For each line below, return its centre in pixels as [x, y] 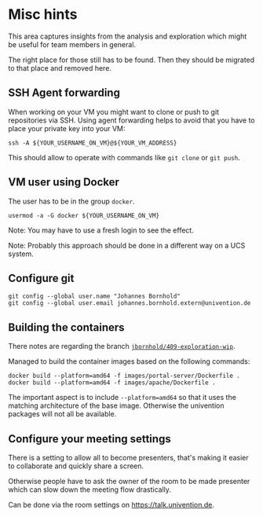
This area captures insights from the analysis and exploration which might [128, 36]
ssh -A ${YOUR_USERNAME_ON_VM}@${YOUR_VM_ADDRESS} [93, 143]
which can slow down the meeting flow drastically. [89, 489]
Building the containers [66, 327]
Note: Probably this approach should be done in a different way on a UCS [127, 245]
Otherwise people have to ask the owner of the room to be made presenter [129, 481]
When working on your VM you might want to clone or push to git [114, 112]
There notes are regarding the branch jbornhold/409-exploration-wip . [122, 346]
